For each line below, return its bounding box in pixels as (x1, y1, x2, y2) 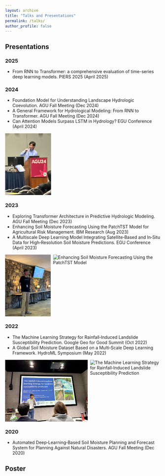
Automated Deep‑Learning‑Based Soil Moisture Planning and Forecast (12, 439, 155, 445)
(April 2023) (12, 244, 37, 250)
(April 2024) (12, 123, 37, 129)
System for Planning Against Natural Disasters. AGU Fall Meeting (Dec (12, 445, 155, 451)
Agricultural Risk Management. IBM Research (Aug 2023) (12, 229, 129, 235)
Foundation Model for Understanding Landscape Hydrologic (12, 97, 134, 103)
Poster (5, 464, 26, 473)
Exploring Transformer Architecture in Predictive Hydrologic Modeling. (12, 213, 155, 219)
